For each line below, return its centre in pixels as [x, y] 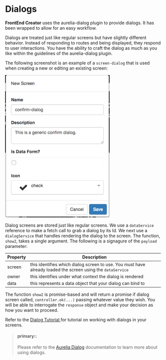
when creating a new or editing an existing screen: [57, 68]
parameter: [17, 246]
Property [17, 257]
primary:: [27, 336]
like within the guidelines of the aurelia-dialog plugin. [59, 53]
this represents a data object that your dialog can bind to [87, 283]
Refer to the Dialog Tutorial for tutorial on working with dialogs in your [76, 320]
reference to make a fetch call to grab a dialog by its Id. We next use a [76, 230]
